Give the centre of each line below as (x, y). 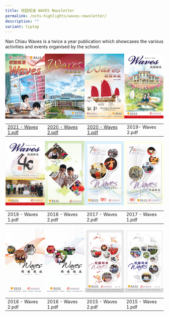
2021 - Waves (23, 127)
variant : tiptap (22, 27)
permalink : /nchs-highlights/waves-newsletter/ (56, 16)
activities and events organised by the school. (53, 47)
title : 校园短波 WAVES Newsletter (40, 11)
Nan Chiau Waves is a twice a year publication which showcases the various (84, 41)
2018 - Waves (62, 215)
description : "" (22, 21)
